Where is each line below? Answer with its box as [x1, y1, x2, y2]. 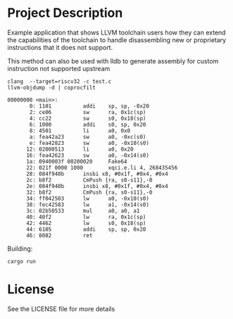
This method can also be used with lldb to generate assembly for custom [7, 56, 219, 65]
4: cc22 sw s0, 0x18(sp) [29, 115, 146, 122]
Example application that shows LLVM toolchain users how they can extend [7, 28, 227, 37]
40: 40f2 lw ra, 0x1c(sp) [25, 213, 146, 220]
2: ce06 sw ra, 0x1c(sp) [29, 108, 146, 115]
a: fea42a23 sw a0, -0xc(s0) [29, 133, 146, 140]
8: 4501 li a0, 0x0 [29, 127, 131, 135]
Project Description [7, 5, 123, 21]
